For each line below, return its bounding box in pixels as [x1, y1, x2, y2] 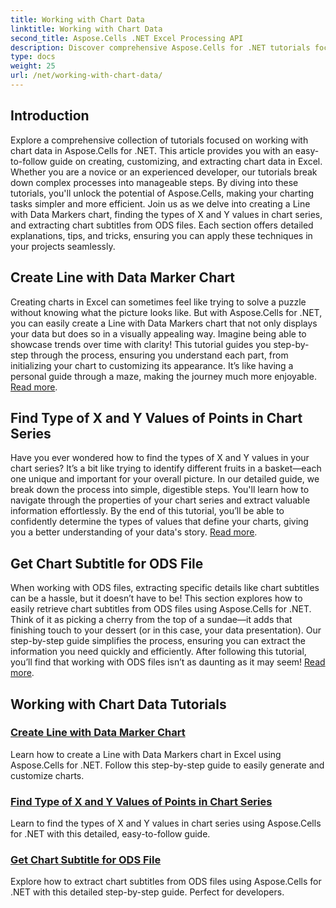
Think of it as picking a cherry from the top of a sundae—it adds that [10, 614, 293, 626]
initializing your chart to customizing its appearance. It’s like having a [10, 359, 294, 371]
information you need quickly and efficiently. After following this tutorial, [10, 646, 307, 658]
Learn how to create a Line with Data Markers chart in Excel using [10, 748, 282, 760]
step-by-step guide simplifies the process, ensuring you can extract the [10, 635, 306, 647]
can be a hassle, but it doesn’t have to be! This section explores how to [10, 592, 303, 605]
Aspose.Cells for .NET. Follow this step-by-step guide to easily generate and [10, 759, 325, 771]
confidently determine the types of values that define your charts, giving [10, 516, 309, 528]
